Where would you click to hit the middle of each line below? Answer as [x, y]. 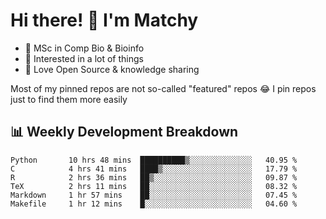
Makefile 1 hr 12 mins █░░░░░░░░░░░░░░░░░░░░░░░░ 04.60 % [154, 204]
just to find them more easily [69, 99]
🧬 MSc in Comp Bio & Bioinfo [84, 48]
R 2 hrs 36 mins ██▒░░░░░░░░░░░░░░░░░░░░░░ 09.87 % [154, 177]
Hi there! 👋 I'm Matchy [104, 20]
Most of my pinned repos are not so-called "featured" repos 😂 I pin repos [163, 88]
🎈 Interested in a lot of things [84, 58]
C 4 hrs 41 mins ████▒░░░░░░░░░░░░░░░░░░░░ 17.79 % [154, 169]
